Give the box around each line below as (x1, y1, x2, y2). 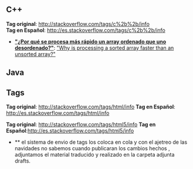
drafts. (14, 157, 31, 164)
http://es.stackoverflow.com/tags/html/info (6, 110, 110, 117)
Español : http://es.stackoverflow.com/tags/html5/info (6, 127, 134, 134)
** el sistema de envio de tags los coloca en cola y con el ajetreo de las (14, 138, 188, 146)
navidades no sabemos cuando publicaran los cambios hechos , (14, 145, 170, 152)
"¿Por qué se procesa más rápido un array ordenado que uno (14, 38, 166, 45)
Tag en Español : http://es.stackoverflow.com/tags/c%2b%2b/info (6, 26, 165, 34)
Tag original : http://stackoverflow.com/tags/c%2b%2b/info (6, 20, 150, 27)
